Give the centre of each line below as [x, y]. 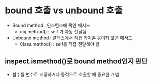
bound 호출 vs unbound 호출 [64, 10]
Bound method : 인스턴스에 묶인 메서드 [51, 25]
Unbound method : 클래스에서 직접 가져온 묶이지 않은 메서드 [72, 38]
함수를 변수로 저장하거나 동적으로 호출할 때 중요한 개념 [66, 74]
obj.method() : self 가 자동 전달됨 [53, 31]
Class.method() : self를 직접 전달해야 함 [60, 44]
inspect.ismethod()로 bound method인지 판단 [76, 62]
